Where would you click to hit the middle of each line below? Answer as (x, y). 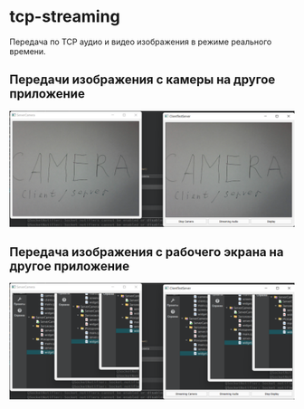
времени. (28, 51)
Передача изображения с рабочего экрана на (147, 252)
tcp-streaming (65, 17)
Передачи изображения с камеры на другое (142, 80)
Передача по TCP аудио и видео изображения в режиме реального (141, 42)
